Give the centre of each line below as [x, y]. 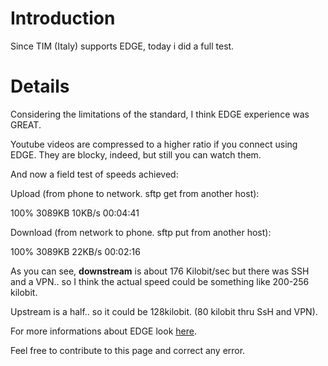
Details [40, 86]
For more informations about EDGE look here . [103, 331]
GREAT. [26, 124]
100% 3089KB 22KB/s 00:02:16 [75, 251]
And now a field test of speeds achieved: [94, 174]
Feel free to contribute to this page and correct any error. [128, 350]
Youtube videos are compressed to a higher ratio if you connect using [154, 144]
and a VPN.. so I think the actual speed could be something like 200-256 [160, 281]
